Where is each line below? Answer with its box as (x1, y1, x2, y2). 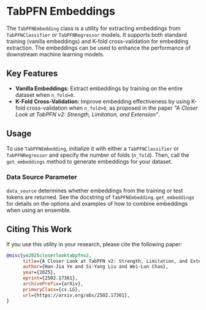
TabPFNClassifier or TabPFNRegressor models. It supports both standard (6, 31, 187, 38)
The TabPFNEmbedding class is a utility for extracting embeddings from (6, 25, 181, 32)
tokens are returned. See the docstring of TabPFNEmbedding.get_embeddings (6, 193, 195, 200)
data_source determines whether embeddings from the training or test (6, 187, 183, 194)
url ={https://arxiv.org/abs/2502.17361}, (22, 292, 131, 298)
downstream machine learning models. (6, 50, 105, 58)
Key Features (6, 69, 58, 79)
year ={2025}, (22, 270, 56, 276)
